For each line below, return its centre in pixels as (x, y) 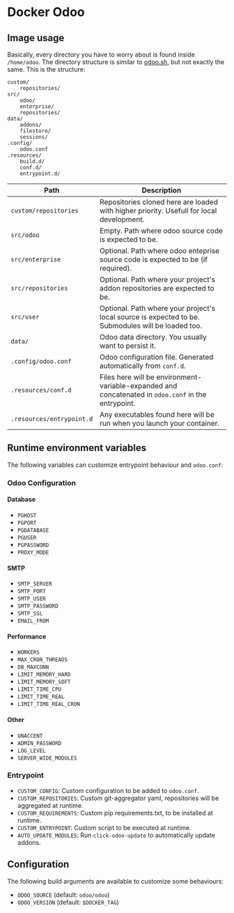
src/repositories (39, 288)
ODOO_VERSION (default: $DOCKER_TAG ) (68, 902)
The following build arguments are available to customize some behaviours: (116, 881)
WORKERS (28, 652)
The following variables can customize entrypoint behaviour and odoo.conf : (115, 465)
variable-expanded (132, 386)
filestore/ (36, 131)
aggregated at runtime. (50, 805)
